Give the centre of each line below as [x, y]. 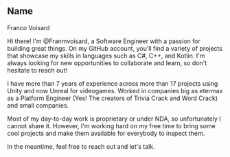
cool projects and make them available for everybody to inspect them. [106, 133]
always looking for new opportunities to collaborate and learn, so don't [107, 63]
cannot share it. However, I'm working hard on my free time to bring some [112, 125]
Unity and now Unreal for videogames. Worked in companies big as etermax [115, 90]
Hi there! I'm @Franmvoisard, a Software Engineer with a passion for [104, 41]
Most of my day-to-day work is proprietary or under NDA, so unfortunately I [114, 119]
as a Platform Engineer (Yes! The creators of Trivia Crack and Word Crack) [113, 98]
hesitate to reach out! [37, 70]
